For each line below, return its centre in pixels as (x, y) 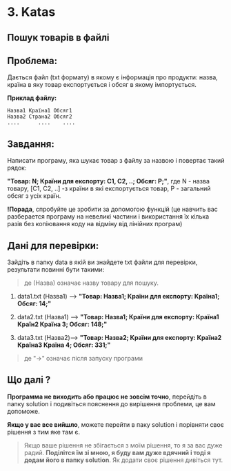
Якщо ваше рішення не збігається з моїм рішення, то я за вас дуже (123, 445)
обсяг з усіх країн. (34, 196)
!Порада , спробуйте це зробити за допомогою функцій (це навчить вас (113, 209)
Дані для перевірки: (53, 245)
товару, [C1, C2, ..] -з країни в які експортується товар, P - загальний (109, 189)
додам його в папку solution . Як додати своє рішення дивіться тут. (123, 460)
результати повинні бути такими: (56, 270)
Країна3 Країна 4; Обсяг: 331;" (64, 345)
